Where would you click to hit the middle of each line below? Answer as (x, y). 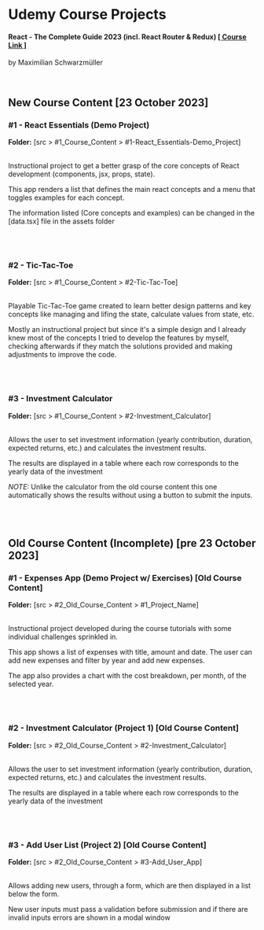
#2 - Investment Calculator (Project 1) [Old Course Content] (124, 728)
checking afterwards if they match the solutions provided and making (121, 346)
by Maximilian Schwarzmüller (56, 63)
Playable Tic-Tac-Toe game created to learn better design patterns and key (130, 306)
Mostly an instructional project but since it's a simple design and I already (127, 330)
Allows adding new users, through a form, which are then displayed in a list (130, 885)
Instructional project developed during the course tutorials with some (120, 629)
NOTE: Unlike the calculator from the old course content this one (113, 486)
